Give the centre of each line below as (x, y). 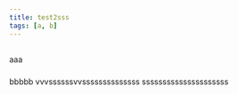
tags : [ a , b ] (33, 26)
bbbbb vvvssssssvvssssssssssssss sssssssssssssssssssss (119, 82)
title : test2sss (39, 17)
